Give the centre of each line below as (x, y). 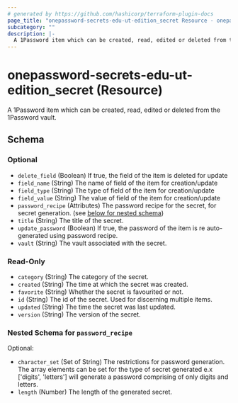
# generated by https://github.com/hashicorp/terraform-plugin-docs (110, 14)
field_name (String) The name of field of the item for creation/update (118, 183)
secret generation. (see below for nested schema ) (91, 212)
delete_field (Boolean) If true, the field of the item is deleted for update (123, 175)
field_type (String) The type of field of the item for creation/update (116, 190)
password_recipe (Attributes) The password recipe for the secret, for (117, 205)
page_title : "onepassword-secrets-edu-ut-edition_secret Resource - (110, 21)
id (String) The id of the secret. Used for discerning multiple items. (115, 300)
